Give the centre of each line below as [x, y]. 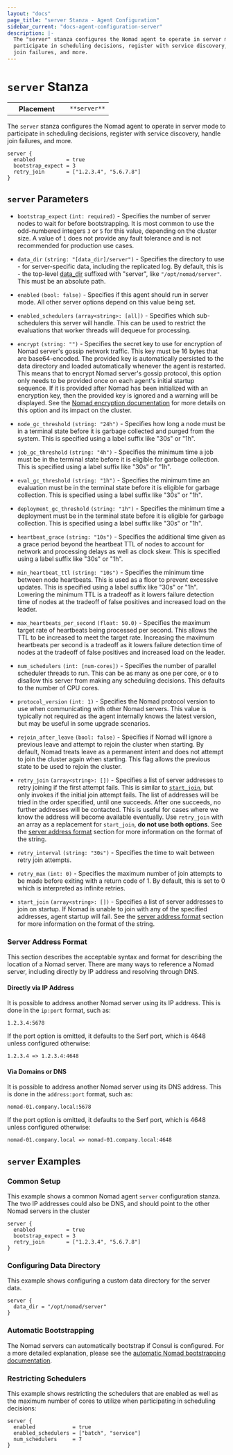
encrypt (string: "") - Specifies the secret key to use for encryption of [120, 343]
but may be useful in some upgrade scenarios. [84, 723]
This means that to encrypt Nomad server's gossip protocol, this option [119, 373]
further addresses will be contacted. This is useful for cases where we [118, 809]
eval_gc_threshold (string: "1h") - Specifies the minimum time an [113, 480]
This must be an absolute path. [61, 281]
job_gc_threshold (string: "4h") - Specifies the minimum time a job [115, 452]
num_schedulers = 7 [48, 1439]
